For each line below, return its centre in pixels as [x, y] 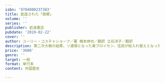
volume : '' [16, 19]
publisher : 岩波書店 [25, 28]
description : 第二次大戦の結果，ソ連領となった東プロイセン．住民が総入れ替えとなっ [82, 46]
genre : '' [15, 55]
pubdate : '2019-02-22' [28, 32]
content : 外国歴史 [23, 69]
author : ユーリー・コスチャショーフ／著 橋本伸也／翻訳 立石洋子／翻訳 [69, 41]
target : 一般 [18, 60]
